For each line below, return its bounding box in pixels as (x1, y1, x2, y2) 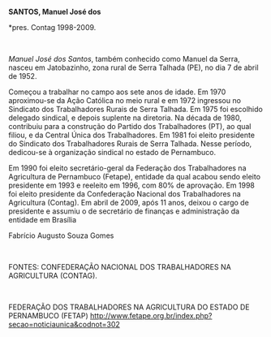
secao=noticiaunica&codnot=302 (8, 320, 120, 329)
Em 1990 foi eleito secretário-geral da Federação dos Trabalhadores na (8, 163, 247, 173)
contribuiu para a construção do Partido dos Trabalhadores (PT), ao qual (8, 122, 252, 131)
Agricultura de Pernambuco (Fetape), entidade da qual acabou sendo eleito (8, 172, 261, 181)
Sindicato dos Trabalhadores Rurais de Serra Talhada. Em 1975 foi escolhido (8, 105, 264, 114)
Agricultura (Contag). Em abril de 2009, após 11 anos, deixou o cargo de (8, 198, 249, 207)
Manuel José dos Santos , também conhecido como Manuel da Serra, (8, 54, 241, 63)
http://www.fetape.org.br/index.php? (89, 311, 213, 320)
